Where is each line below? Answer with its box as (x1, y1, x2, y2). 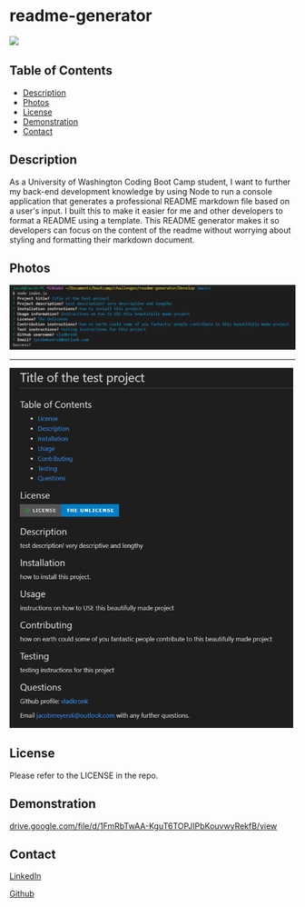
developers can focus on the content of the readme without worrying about (9, 224, 291, 235)
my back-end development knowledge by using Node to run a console (9, 185, 272, 196)
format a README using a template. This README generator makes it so (9, 214, 280, 225)
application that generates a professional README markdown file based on (9, 195, 290, 206)
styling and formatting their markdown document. (9, 234, 195, 245)
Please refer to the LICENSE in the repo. (9, 770, 159, 781)
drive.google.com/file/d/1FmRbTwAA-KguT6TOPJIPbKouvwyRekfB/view (9, 820, 278, 832)
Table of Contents (9, 63, 113, 78)
